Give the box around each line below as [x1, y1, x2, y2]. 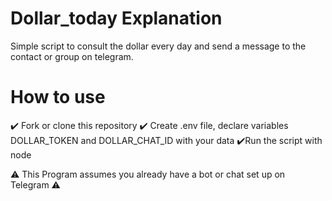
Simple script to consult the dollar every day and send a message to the [10, 40, 307, 52]
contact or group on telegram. [10, 50, 134, 62]
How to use [10, 86, 106, 109]
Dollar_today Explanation [10, 7, 223, 30]
